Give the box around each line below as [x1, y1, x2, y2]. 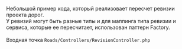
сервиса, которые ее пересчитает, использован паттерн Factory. [6, 24, 170, 31]
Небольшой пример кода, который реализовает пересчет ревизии [6, 5, 175, 12]
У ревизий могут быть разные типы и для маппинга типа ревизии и [6, 18, 176, 24]
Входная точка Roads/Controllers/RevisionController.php [6, 37, 151, 43]
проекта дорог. [6, 11, 44, 18]
